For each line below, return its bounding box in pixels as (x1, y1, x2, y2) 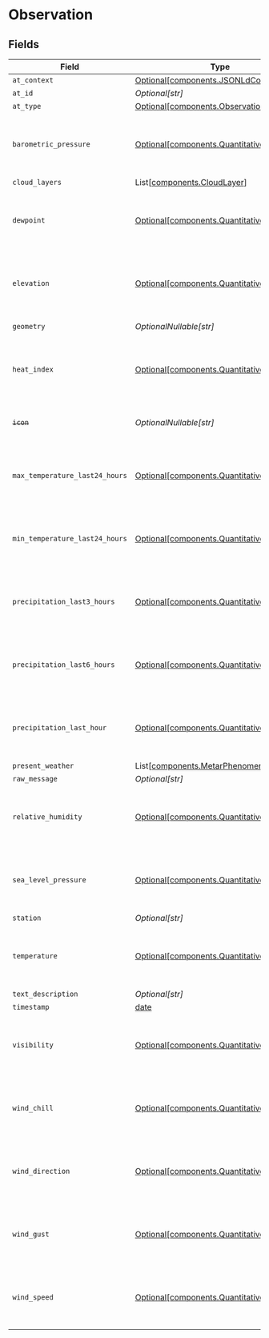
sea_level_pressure (12, 875, 86, 884)
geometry (12, 322, 46, 331)
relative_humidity (12, 813, 82, 822)
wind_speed (12, 1293, 54, 1302)
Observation (8, 6, 94, 24)
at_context (12, 76, 54, 85)
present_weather (12, 761, 74, 770)
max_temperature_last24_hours (12, 471, 128, 480)
